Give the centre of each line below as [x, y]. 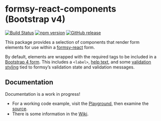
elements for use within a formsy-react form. [50, 47]
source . [20, 108]
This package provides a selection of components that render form [72, 42]
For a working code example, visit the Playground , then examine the [80, 104]
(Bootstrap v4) [35, 19]
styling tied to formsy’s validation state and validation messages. [70, 67]
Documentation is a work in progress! [43, 94]
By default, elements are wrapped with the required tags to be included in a [81, 56]
